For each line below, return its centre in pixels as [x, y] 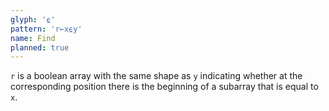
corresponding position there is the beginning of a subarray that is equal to [164, 87]
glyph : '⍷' [33, 19]
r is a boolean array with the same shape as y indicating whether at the [156, 76]
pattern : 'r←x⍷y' [46, 29]
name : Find [33, 38]
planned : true [40, 47]
